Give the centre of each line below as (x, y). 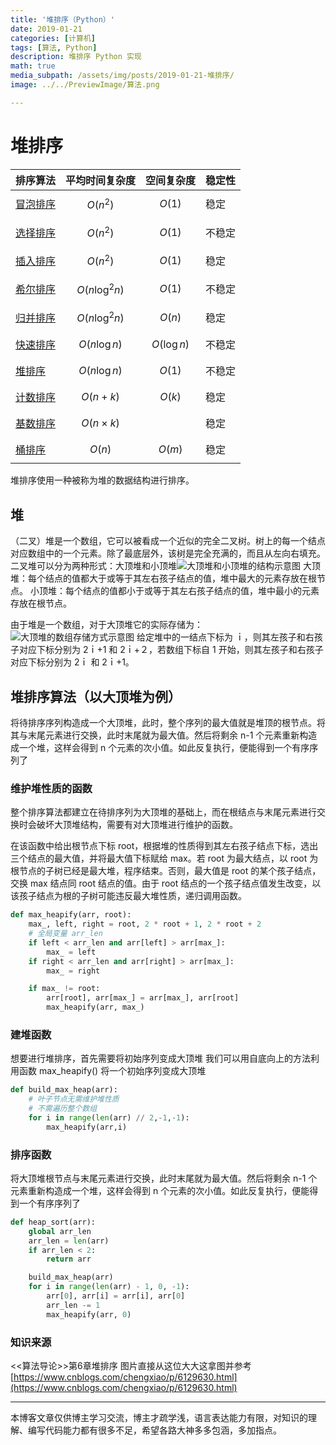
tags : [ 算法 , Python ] (54, 47)
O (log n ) (170, 344)
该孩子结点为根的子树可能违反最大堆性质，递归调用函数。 (128, 896)
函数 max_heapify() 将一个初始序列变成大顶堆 (112, 1071)
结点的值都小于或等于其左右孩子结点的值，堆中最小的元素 (201, 591)
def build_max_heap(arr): (64, 1090)
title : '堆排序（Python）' (62, 19)
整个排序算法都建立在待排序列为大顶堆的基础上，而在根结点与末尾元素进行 (163, 812)
